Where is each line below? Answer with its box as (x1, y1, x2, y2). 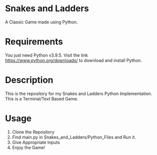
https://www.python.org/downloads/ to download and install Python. (5, 57, 142, 63)
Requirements (5, 36, 63, 47)
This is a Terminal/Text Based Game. (5, 96, 79, 101)
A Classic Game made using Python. (5, 19, 78, 25)
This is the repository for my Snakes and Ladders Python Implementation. (5, 91, 152, 97)
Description (5, 75, 53, 86)
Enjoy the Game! (12, 144, 45, 150)
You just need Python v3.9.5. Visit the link (5, 52, 88, 58)
